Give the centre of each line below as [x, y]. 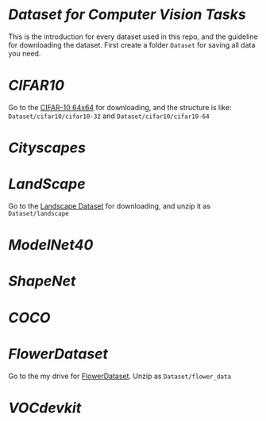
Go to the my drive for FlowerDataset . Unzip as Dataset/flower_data [120, 376]
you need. [25, 53]
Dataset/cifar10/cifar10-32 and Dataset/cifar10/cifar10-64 [109, 116]
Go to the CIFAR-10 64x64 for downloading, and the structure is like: [120, 107]
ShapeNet [42, 281]
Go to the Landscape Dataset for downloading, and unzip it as [110, 206]
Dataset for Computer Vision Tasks [127, 15]
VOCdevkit [45, 408]
